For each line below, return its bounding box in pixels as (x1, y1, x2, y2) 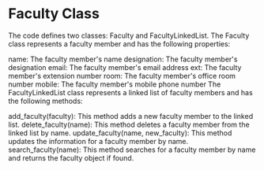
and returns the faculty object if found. (8, 153, 134, 162)
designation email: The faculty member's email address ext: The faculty (8, 62, 242, 72)
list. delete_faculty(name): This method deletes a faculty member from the (8, 120, 251, 129)
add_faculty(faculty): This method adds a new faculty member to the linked (8, 111, 254, 120)
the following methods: (8, 96, 83, 105)
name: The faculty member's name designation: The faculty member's (8, 54, 238, 64)
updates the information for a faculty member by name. (8, 136, 189, 146)
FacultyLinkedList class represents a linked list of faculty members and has (8, 87, 253, 97)
